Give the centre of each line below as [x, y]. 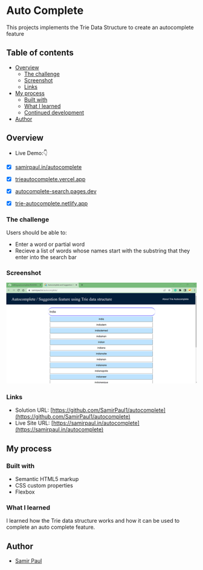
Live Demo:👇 [31, 153]
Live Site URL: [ [34, 423]
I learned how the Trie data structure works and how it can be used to [93, 521]
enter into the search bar [46, 257]
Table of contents [40, 53]
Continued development [54, 112]
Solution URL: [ [34, 410]
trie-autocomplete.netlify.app [51, 203]
